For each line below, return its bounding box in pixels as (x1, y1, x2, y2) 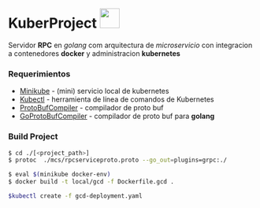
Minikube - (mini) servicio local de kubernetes (19, 87, 169, 96)
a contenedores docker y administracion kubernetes (8, 48, 181, 58)
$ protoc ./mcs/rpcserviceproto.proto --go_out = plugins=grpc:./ (8, 156, 227, 165)
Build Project (8, 131, 58, 142)
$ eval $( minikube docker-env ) (8, 170, 111, 179)
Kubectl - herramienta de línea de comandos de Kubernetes (19, 95, 214, 104)
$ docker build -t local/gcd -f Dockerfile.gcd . (8, 178, 175, 186)
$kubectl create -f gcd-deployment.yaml (8, 192, 143, 200)
